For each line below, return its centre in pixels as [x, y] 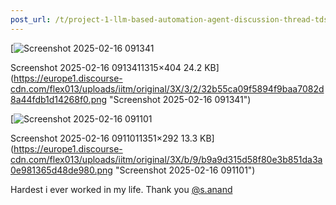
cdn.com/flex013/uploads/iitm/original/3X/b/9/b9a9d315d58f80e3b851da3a [166, 159]
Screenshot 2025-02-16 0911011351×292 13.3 [104, 138]
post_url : [31, 19]
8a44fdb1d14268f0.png [59, 99]
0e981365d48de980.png [61, 170]
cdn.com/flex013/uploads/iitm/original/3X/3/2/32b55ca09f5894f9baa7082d [167, 88]
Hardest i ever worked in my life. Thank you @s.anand [121, 189]
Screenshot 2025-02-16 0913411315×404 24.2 [106, 67]
